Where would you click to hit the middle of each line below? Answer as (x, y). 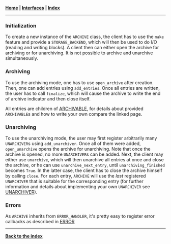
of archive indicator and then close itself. (48, 98)
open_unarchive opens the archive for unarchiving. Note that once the (78, 149)
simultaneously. (22, 58)
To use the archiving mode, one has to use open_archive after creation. (79, 82)
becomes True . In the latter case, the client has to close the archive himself (84, 170)
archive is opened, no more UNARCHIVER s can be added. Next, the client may (84, 154)
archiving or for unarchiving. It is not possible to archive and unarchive (79, 53)
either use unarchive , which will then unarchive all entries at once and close (84, 159)
